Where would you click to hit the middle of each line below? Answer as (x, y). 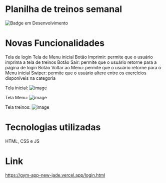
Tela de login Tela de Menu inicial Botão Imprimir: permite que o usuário (79, 57)
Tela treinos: (18, 107)
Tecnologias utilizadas (53, 127)
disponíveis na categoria (30, 78)
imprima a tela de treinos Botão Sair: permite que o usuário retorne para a (81, 62)
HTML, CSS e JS (22, 141)
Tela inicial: (17, 88)
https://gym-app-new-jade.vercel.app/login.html (55, 175)
